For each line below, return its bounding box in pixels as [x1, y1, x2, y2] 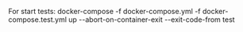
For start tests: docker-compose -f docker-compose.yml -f [8, 7, 201, 16]
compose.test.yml [8, 15, 67, 24]
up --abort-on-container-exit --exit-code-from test [68, 15, 236, 24]
